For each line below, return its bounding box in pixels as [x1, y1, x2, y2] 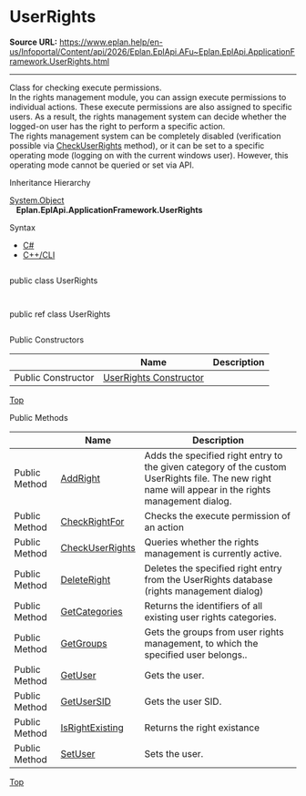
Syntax [9, 221, 36, 233]
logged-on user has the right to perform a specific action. [9, 120, 226, 131]
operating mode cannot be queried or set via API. [9, 159, 195, 170]
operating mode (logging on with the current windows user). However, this [9, 149, 289, 160]
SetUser [60, 747, 96, 760]
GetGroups [60, 637, 107, 649]
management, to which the [144, 637, 259, 649]
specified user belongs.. [144, 648, 248, 661]
